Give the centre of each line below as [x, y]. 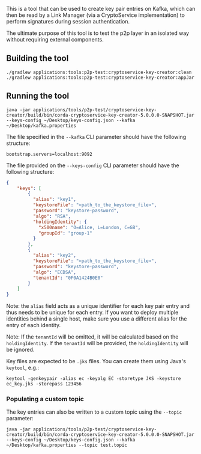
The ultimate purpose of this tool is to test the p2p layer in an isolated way [98, 33]
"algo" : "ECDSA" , [55, 272]
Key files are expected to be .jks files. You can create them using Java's [96, 361]
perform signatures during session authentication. [68, 21]
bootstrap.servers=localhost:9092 [49, 154]
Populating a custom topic [45, 399]
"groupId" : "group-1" [65, 233]
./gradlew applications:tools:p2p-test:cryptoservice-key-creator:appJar [100, 78]
